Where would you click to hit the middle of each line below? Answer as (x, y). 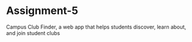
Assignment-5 (42, 11)
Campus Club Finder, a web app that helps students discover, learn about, (96, 27)
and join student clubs (33, 33)
